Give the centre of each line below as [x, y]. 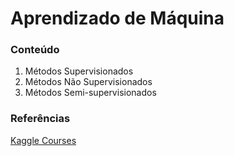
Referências [40, 119]
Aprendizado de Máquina [117, 18]
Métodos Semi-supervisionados [90, 93]
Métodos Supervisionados [79, 71]
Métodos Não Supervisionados [88, 82]
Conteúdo [35, 50]
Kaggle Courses [43, 140]
